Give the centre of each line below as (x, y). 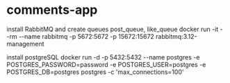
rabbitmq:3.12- (176, 36)
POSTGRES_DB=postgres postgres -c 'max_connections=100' (95, 72)
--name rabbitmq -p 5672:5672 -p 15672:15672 (87, 36)
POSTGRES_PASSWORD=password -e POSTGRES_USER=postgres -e (106, 64)
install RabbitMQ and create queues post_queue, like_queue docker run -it (113, 29)
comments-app (52, 10)
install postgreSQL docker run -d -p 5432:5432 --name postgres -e (103, 57)
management (25, 44)
